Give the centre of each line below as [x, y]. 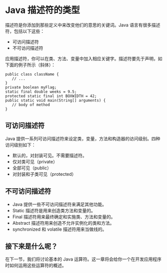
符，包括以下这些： [25, 31]
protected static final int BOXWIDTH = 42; [51, 96]
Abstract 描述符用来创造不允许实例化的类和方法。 [63, 223]
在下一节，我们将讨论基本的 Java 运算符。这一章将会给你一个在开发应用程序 [83, 259]
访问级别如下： [20, 144]
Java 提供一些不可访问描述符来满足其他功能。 [60, 204]
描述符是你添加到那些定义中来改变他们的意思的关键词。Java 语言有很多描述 [83, 25]
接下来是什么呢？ [31, 246]
